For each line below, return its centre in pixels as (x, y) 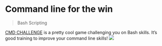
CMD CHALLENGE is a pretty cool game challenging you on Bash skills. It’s (81, 32)
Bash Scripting (32, 23)
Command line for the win (59, 9)
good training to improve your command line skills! (57, 38)
